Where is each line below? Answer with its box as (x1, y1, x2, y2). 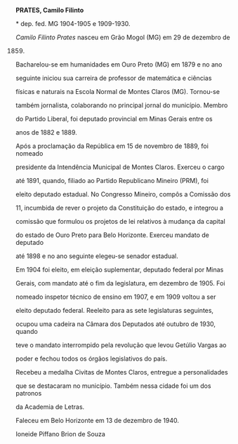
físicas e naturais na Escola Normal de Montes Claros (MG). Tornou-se (15, 88, 220, 95)
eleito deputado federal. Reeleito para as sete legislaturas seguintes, (15, 307, 214, 314)
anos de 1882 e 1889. (15, 128, 77, 136)
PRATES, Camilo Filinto (15, 6, 84, 14)
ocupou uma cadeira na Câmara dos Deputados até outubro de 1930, (15, 320, 216, 328)
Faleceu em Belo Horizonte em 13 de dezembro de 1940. (15, 417, 179, 424)
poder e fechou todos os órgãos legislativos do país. (15, 354, 168, 363)
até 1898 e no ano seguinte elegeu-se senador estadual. (15, 252, 179, 260)
